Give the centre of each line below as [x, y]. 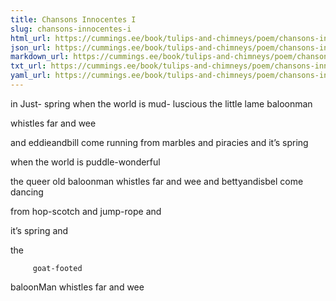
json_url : [31, 47]
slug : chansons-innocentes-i [71, 29]
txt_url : [28, 66]
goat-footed [57, 268]
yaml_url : [31, 76]
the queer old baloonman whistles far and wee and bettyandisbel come [157, 181]
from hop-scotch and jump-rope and [86, 211]
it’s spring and [39, 230]
